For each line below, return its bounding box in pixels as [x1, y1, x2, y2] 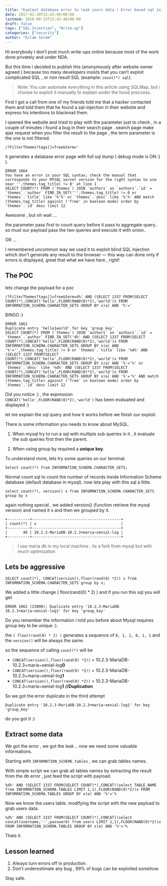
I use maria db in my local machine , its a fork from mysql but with [17, 543, 153, 549]
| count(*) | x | [5, 521, 123, 526]
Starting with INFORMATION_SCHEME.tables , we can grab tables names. [5, 758, 147, 764]
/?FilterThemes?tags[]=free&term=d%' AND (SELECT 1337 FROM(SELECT [5, 294, 148, 299]
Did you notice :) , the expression [5, 391, 73, 397]
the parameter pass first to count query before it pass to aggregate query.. [5, 221, 158, 227]
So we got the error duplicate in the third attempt [5, 693, 105, 699]
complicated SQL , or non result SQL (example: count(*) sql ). [5, 74, 132, 80]
